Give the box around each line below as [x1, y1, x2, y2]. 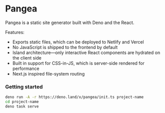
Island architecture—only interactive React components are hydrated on [12, 49, 161, 55]
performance [12, 65, 40, 71]
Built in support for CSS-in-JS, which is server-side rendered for [12, 60, 145, 66]
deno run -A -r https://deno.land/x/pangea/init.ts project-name [5, 94, 144, 100]
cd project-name [5, 99, 39, 104]
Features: [5, 29, 25, 35]
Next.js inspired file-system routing [12, 70, 85, 76]
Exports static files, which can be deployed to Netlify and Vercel [12, 38, 144, 45]
